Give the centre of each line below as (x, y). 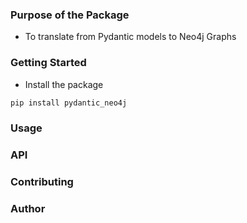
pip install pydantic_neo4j (69, 103)
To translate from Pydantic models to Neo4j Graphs (130, 37)
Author (28, 209)
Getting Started (48, 63)
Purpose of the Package (70, 15)
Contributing (42, 182)
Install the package (64, 84)
